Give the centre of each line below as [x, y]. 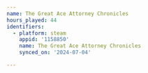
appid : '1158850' [44, 40]
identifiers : [25, 26]
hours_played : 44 [32, 20]
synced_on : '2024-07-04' [55, 53]
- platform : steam [40, 33]
